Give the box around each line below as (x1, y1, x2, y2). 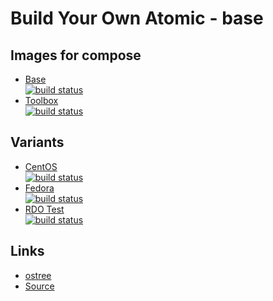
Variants (10, 134, 65, 151)
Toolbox (24, 95, 59, 106)
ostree (24, 269, 52, 281)
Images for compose (10, 47, 142, 64)
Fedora (24, 182, 55, 194)
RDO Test (24, 203, 65, 215)
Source (24, 280, 55, 292)
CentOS (24, 160, 58, 172)
